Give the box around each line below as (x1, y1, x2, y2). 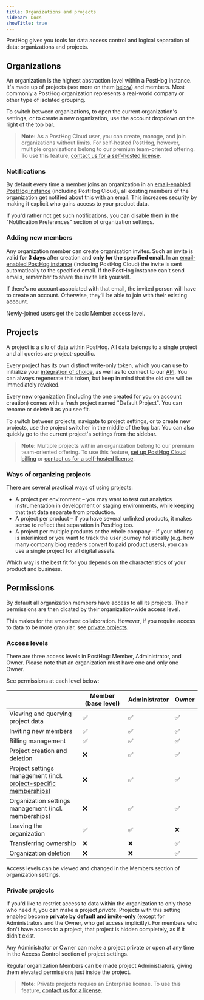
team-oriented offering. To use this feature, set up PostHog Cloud (21, 448, 186, 456)
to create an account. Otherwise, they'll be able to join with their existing (6, 291, 188, 299)
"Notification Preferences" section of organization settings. (6, 218, 154, 226)
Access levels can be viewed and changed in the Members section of (6, 865, 180, 871)
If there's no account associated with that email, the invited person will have (6, 285, 196, 292)
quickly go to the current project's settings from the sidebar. (6, 430, 157, 437)
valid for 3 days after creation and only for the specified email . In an (6, 254, 179, 261)
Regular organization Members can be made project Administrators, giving (6, 962, 193, 970)
